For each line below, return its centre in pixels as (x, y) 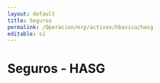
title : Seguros (30, 21)
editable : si (27, 34)
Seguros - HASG (56, 69)
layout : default (31, 14)
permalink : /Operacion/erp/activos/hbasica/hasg (80, 27)
